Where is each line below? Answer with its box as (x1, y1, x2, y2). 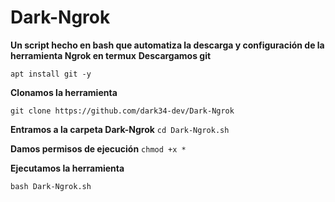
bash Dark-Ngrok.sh (10, 181, 92, 191)
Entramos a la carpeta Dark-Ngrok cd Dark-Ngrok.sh (10, 123, 230, 135)
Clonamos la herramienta (10, 86, 118, 98)
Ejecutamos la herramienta (10, 162, 125, 174)
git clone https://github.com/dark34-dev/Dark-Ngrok (10, 106, 235, 116)
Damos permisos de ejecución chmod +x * (10, 142, 187, 155)
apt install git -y (10, 69, 92, 79)
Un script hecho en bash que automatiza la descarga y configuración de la (10, 39, 325, 51)
